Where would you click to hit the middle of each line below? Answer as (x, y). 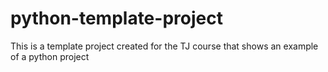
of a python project (50, 56)
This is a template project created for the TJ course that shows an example (164, 46)
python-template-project (116, 18)
